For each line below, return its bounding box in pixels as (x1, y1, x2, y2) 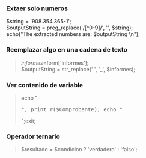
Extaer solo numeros (6, 4, 68, 13)
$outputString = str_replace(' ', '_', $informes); (20, 65, 136, 73)
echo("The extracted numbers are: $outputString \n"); (6, 31, 140, 38)
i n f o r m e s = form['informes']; (20, 59, 89, 67)
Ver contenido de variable (6, 81, 83, 89)
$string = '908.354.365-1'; (6, 18, 71, 25)
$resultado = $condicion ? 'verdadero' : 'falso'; (20, 146, 138, 153)
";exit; (20, 117, 36, 124)
